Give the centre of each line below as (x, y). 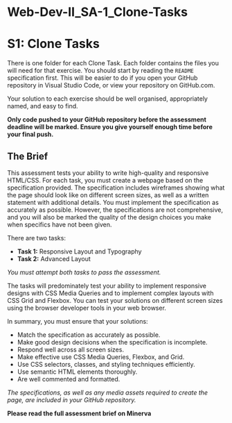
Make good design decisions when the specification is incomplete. (112, 342)
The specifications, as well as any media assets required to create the (108, 392)
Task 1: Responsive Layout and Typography (79, 251)
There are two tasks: (36, 238)
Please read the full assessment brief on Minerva (79, 413)
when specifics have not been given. (60, 224)
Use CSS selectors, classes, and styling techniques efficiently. (106, 364)
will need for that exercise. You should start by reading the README (100, 71)
